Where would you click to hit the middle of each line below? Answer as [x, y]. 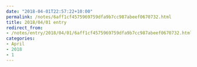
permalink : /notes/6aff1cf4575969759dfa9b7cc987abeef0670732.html [89, 17]
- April [16, 44]
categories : [21, 38]
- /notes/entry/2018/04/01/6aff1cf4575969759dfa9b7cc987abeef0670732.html [99, 33]
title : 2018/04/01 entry [36, 22]
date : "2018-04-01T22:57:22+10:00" [50, 11]
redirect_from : [25, 28]
